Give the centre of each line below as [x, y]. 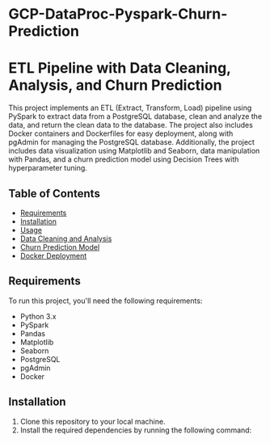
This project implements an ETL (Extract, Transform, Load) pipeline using [130, 108]
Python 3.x [38, 316]
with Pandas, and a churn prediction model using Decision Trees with [124, 159]
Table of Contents [55, 194]
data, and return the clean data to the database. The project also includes [131, 125]
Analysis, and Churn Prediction [115, 85]
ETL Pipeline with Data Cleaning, [120, 68]
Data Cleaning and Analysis [66, 238]
